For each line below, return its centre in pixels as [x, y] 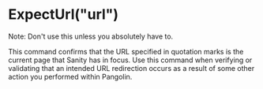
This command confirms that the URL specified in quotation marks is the [126, 51]
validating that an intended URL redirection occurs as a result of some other [131, 68]
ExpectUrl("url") [64, 15]
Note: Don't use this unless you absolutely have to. [91, 36]
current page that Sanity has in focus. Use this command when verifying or [130, 60]
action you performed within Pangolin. [70, 76]
